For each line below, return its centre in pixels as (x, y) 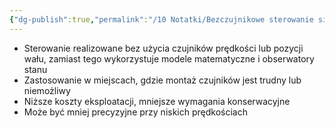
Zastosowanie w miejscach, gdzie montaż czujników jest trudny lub (162, 80)
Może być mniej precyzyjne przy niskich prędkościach (135, 112)
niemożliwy (47, 90)
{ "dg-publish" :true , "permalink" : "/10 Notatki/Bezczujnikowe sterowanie (161, 19)
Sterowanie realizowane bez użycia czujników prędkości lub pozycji (163, 48)
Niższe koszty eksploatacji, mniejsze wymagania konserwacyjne (157, 101)
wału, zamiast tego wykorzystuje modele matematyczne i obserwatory (169, 58)
